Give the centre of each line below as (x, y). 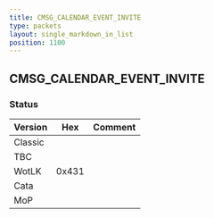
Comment (115, 127)
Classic (29, 142)
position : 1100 (37, 42)
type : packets (36, 26)
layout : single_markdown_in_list (71, 34)
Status (24, 104)
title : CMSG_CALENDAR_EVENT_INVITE (75, 17)
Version (31, 127)
